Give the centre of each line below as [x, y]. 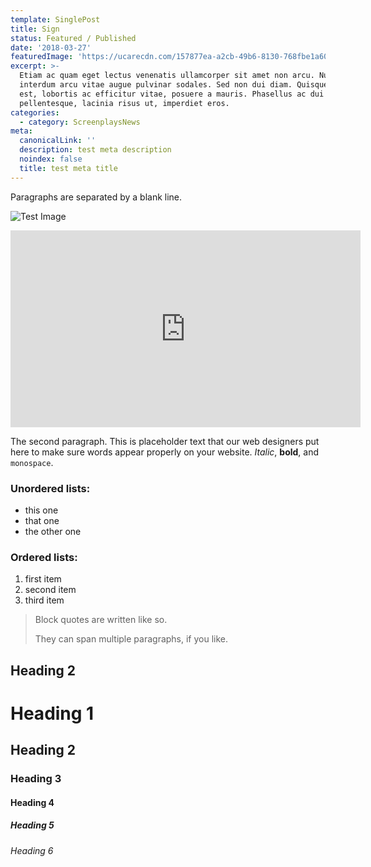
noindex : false [51, 159]
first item [43, 579]
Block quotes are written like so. [101, 620]
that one [42, 520]
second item [50, 590]
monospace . [32, 462]
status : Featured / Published [73, 38]
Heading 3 [36, 779]
